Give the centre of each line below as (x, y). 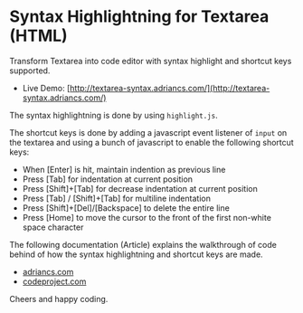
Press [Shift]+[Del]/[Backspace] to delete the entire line (126, 208)
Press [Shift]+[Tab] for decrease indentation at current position (140, 188)
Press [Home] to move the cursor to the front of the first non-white (147, 217)
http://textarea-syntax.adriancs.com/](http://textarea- (170, 88)
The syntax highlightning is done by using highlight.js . (114, 115)
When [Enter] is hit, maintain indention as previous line (124, 169)
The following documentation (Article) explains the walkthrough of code (143, 244)
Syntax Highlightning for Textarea (139, 17)
